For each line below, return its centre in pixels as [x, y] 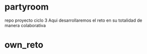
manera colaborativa [25, 25]
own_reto [24, 45]
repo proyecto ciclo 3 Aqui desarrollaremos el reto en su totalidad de [73, 20]
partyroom [27, 7]
